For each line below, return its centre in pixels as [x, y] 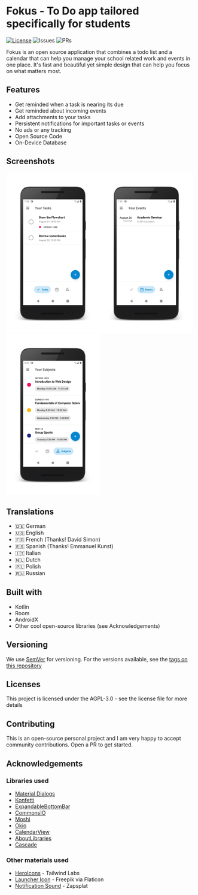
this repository [24, 666]
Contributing [31, 724]
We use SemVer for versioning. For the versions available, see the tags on [97, 659]
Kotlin [22, 607]
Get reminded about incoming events [60, 111]
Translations [30, 511]
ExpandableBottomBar [42, 806]
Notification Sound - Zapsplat [51, 886]
